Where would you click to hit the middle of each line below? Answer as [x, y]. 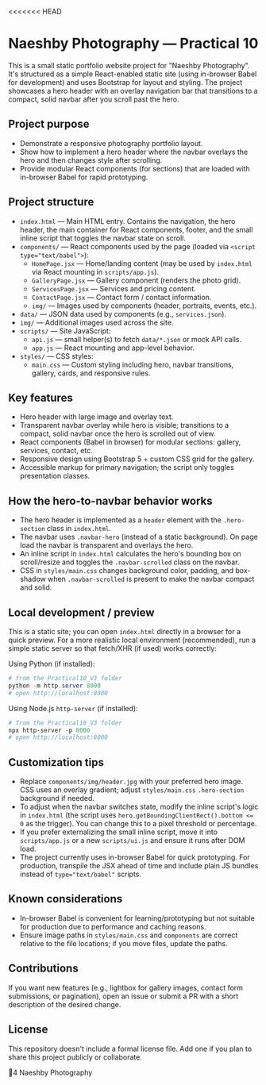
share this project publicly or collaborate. [75, 1057]
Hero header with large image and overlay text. [96, 417]
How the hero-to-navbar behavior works [110, 500]
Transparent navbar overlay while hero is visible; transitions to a [124, 425]
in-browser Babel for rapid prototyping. [84, 177]
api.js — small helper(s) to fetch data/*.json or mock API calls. [137, 339]
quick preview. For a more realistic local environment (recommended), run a [132, 640]
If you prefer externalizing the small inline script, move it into [119, 832]
